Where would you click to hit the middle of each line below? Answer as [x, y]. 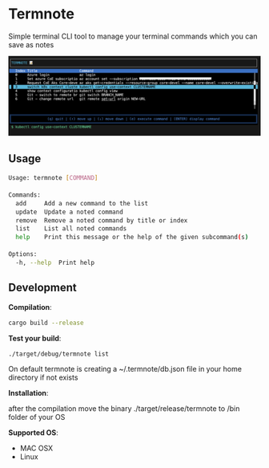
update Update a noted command [70, 212]
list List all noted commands [71, 229]
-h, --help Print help [55, 262]
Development [43, 288]
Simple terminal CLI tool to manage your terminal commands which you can [133, 36]
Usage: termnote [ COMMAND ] [53, 178]
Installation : [28, 393]
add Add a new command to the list [82, 203]
